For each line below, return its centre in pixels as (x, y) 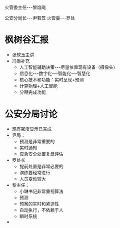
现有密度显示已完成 (32, 129)
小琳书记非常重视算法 (41, 191)
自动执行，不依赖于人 (41, 210)
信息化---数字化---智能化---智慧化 (55, 73)
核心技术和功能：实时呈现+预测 (51, 79)
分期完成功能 (32, 92)
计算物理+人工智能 (38, 86)
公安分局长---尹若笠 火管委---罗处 (40, 18)
